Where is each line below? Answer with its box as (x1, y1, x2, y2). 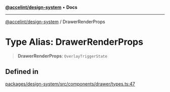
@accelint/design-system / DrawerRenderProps (5, 19, 105, 25)
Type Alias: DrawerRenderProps (5, 36, 143, 48)
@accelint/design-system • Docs (5, 5, 77, 10)
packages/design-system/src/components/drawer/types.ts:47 (5, 80, 135, 87)
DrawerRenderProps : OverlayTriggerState (17, 53, 108, 59)
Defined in (5, 67, 39, 76)
